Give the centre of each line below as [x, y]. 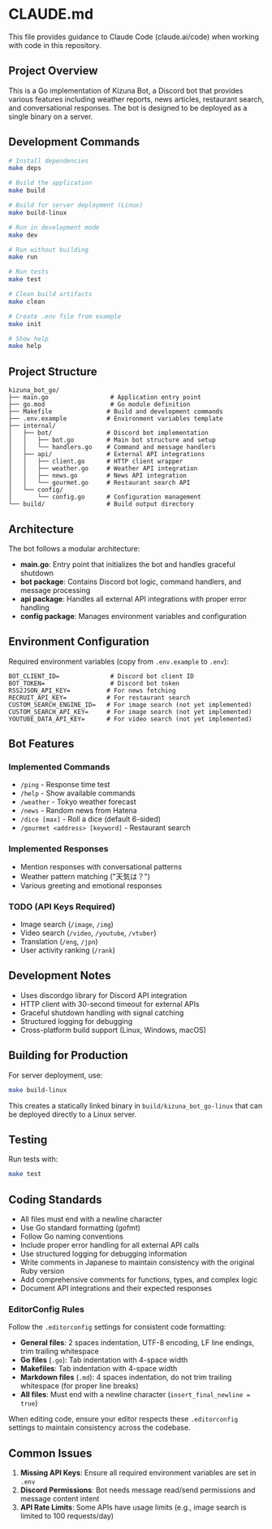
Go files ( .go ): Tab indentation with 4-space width [104, 1360]
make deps [25, 168]
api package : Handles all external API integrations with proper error [133, 599]
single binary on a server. [51, 116]
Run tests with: [33, 1159]
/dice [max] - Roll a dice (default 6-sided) [90, 819]
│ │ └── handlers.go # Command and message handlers [112, 447]
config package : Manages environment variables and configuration [134, 616]
